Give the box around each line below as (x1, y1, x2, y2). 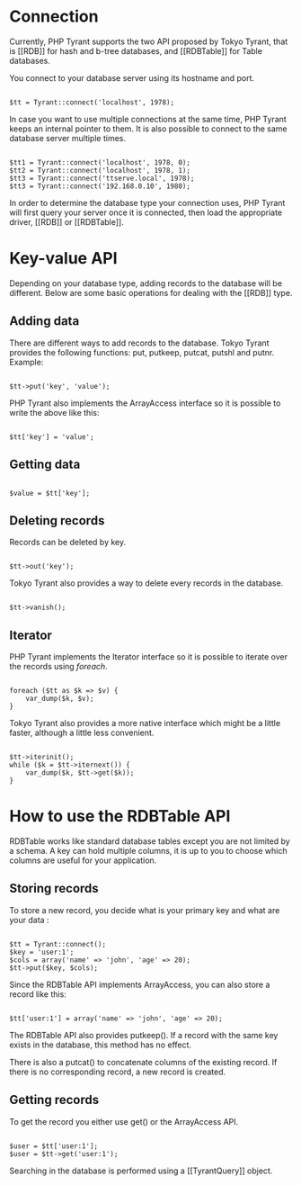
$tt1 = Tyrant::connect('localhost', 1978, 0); (9, 157, 191, 167)
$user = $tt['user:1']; (9, 1141, 99, 1151)
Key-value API (9, 248, 119, 269)
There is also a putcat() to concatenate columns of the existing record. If (9, 1056, 278, 1067)
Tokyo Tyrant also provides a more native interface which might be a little (9, 718, 281, 729)
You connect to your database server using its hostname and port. (9, 72, 254, 83)
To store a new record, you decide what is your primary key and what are (9, 904, 280, 915)
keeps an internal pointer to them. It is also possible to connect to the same (9, 123, 288, 134)
